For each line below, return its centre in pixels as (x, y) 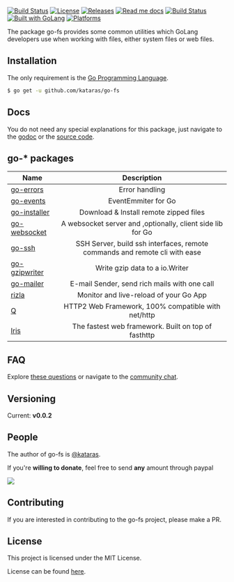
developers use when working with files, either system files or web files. (111, 39)
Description (142, 178)
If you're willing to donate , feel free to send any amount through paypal (110, 468)
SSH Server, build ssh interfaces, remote (142, 244)
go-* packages (41, 158)
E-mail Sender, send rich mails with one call (142, 284)
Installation (32, 61)
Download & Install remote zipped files (142, 213)
